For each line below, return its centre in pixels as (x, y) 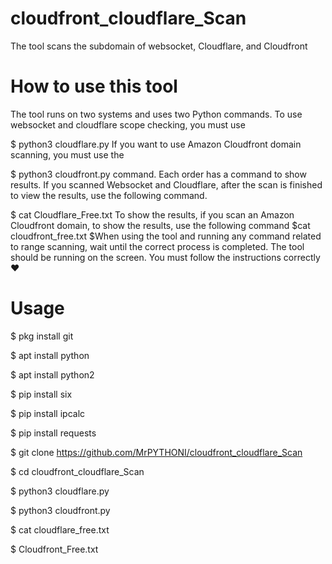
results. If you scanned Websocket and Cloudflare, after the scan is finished (166, 184)
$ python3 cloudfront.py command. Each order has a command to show (158, 174)
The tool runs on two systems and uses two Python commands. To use (156, 114)
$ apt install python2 (52, 374)
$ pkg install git (42, 336)
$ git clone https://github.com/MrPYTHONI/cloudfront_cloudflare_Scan (156, 452)
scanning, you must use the (67, 154)
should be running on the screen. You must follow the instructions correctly (165, 257)
